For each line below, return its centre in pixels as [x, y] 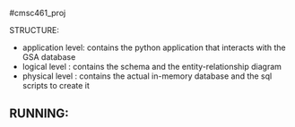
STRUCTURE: [35, 30]
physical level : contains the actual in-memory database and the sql [147, 76]
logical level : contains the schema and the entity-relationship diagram [152, 67]
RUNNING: [39, 114]
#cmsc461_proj [38, 13]
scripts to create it [56, 85]
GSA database [49, 57]
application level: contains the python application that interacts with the [154, 47]
